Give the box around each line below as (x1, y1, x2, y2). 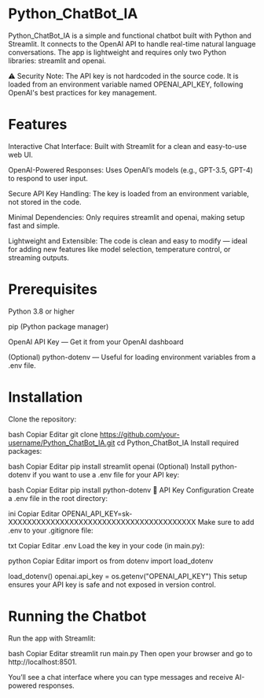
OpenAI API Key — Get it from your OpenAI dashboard (8, 336, 184, 347)
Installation (8, 388, 83, 406)
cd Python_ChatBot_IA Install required (116, 438, 240, 447)
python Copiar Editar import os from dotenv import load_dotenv (8, 556, 214, 566)
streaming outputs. (8, 253, 69, 262)
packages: (8, 446, 42, 455)
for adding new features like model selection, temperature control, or (8, 244, 231, 254)
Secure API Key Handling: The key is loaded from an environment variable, (8, 188, 250, 198)
